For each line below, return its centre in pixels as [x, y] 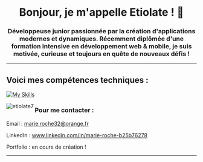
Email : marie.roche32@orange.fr [47, 123]
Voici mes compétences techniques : [77, 80]
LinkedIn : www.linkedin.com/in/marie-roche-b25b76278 [77, 135]
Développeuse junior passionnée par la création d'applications [101, 31]
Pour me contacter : [64, 110]
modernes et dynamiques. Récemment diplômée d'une [101, 39]
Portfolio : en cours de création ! [46, 147]
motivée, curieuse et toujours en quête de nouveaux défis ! [101, 54]
